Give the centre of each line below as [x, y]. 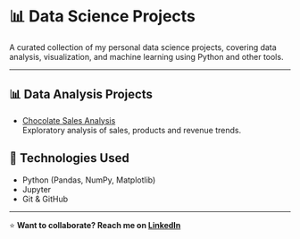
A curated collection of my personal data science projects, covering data [143, 47]
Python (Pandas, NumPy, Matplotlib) [89, 180]
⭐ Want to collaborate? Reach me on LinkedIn [95, 225]
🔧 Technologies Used [69, 158]
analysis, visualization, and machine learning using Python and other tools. [146, 56]
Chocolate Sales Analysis [69, 120]
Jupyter [37, 189]
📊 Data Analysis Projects [81, 94]
